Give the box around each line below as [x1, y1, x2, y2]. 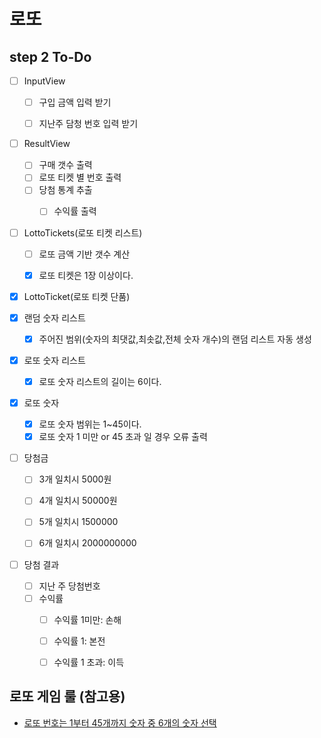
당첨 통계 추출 [38, 184, 93, 196]
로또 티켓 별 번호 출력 [38, 171, 122, 184]
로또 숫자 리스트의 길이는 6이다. [38, 375, 162, 387]
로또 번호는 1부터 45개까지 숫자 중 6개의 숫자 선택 [23, 716, 217, 729]
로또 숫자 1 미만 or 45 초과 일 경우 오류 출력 [38, 431, 208, 443]
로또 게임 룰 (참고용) [9, 688, 126, 705]
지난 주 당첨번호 [38, 580, 101, 592]
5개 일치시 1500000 [38, 516, 119, 528]
